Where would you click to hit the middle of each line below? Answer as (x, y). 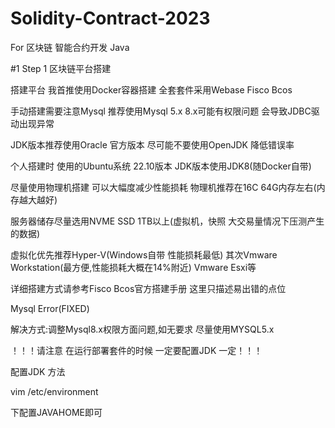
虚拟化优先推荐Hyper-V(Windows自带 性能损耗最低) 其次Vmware (144, 254)
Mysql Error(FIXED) (50, 308)
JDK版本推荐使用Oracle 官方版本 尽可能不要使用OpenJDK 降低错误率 (152, 144)
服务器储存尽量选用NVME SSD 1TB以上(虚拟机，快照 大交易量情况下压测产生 (167, 221)
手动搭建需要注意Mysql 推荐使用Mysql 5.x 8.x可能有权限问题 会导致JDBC (161, 111)
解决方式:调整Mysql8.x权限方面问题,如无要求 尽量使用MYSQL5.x (142, 329)
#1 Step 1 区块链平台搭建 (61, 68)
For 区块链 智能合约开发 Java (70, 47)
